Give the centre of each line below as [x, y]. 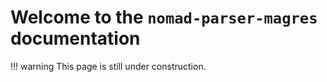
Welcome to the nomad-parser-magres [164, 17]
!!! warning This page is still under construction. [108, 66]
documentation [75, 38]
